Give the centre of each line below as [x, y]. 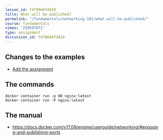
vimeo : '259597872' [25, 28]
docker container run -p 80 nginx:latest [48, 96]
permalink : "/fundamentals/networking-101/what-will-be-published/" [77, 19]
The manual [24, 115]
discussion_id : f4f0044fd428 [35, 37]
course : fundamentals [27, 23]
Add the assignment [33, 69]
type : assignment [23, 33]
